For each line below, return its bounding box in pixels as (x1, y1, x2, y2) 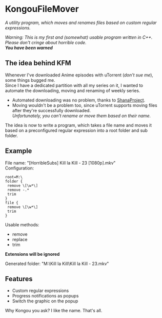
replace (12, 236, 28, 242)
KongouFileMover (5, 3, 79, 15)
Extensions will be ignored (5, 251, 60, 257)
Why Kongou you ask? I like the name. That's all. (5, 308, 102, 314)
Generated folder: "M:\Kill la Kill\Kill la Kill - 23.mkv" (5, 261, 109, 267)
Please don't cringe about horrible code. (5, 39, 87, 45)
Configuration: (5, 165, 34, 171)
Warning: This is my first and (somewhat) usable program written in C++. (5, 34, 153, 40)
